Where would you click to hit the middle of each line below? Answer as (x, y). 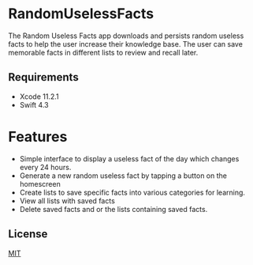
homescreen (40, 184)
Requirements (43, 77)
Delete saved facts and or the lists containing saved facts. (113, 209)
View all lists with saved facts (67, 201)
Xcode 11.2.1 (39, 97)
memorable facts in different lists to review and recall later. (103, 52)
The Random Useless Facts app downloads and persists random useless (126, 36)
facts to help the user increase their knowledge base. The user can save (125, 44)
